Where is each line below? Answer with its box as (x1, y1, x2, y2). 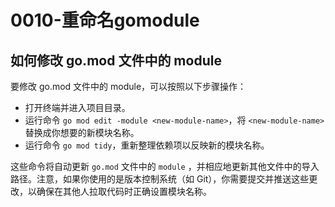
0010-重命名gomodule (10, 9, 200, 32)
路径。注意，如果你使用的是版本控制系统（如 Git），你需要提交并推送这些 (10, 173, 310, 185)
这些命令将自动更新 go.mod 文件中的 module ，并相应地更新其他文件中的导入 (10, 161, 320, 172)
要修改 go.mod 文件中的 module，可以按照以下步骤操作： (10, 81, 247, 92)
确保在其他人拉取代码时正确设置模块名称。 (36, 186, 212, 197)
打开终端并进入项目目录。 (24, 102, 131, 113)
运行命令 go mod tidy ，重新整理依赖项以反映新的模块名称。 (24, 139, 270, 151)
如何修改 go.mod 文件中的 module (10, 52, 222, 69)
